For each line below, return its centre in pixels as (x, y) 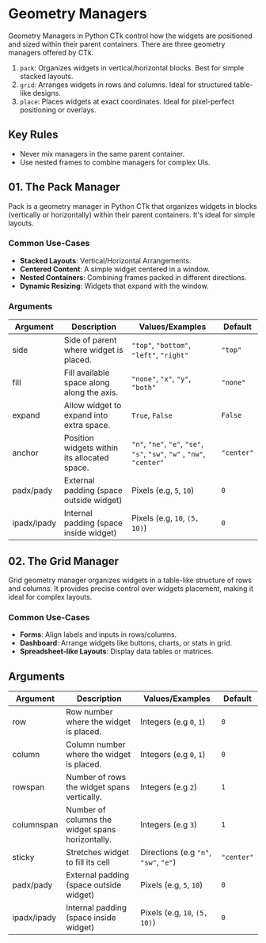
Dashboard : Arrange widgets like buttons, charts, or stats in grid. (126, 643)
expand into (86, 415)
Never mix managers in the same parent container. (102, 153)
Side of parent (90, 340)
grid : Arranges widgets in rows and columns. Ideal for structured (125, 85)
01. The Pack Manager (64, 187)
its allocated (86, 458)
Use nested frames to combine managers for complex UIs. (115, 162)
